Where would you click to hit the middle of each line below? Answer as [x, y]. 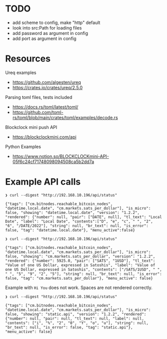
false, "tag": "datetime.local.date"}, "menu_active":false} [70, 230]
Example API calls [43, 182]
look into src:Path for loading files [47, 27]
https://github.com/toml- [38, 112]
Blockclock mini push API [31, 127]
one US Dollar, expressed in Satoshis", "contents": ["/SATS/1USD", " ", [84, 269]
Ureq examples [21, 72]
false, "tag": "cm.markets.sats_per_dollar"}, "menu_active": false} [79, 278]
